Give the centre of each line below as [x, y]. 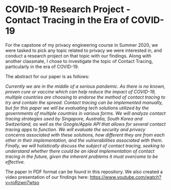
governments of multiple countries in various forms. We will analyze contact [86, 113]
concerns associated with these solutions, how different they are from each [85, 135]
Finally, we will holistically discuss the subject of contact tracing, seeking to [85, 145]
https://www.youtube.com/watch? [126, 177]
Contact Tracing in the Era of [67, 20]
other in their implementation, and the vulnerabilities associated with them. [84, 140]
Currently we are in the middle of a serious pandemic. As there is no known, [86, 86]
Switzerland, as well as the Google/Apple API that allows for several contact [86, 124]
